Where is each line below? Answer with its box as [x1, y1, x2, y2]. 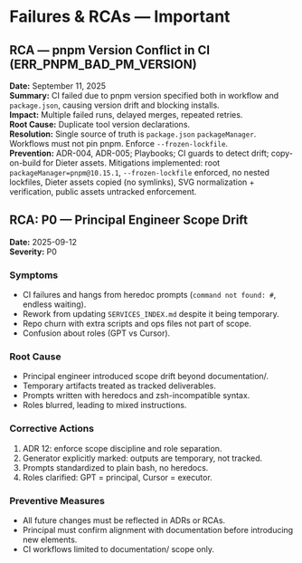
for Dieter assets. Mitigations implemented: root [42, 157, 221, 168]
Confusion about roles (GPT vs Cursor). [22, 328, 171, 339]
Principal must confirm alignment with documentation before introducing [22, 525, 294, 535]
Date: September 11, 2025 [9, 81, 107, 91]
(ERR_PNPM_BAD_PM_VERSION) [9, 56, 197, 72]
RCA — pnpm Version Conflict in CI [9, 43, 211, 58]
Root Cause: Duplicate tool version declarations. [9, 119, 191, 129]
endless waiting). [22, 299, 87, 310]
